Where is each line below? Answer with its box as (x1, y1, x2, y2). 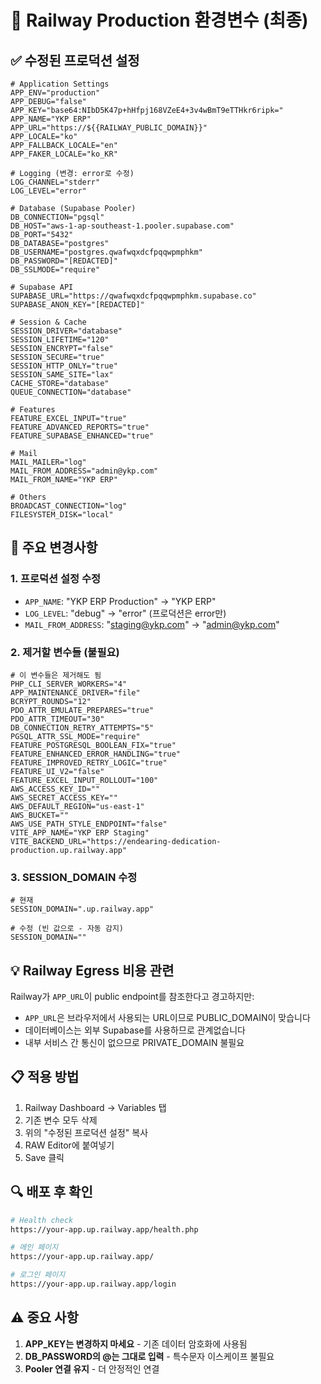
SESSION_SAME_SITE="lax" (10, 370, 114, 380)
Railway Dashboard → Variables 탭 (24, 1101, 167, 1113)
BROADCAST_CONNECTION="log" (10, 501, 128, 511)
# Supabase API (10, 282, 74, 292)
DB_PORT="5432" (10, 230, 74, 240)
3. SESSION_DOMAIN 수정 (10, 870, 138, 884)
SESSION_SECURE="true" (10, 352, 105, 362)
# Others (10, 492, 47, 502)
